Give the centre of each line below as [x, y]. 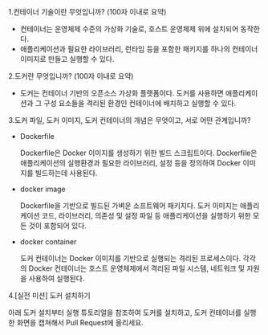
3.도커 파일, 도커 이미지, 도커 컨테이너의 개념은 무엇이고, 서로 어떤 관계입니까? [130, 120]
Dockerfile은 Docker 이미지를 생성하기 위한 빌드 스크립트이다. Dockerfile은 [138, 153]
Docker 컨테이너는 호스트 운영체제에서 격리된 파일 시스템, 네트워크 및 [137, 268]
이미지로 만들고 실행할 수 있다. [67, 59]
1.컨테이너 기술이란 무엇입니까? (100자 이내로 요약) [87, 12]
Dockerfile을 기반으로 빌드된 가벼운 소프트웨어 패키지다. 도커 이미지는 [129, 206]
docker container [48, 242]
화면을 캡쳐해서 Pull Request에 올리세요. [80, 323]
